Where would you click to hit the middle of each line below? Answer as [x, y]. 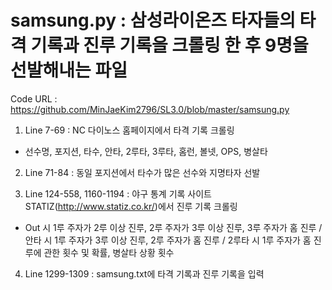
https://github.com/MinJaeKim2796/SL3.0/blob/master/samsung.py [150, 109]
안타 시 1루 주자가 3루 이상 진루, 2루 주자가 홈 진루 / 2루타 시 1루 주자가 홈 [168, 240]
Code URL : [34, 98]
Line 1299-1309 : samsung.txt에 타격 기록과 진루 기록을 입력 [144, 273]
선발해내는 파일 [69, 70]
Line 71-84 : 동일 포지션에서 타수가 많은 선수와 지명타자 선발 [142, 172]
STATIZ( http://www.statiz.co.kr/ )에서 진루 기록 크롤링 [131, 206]
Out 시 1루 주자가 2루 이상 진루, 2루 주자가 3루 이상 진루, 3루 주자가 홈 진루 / [173, 227]
